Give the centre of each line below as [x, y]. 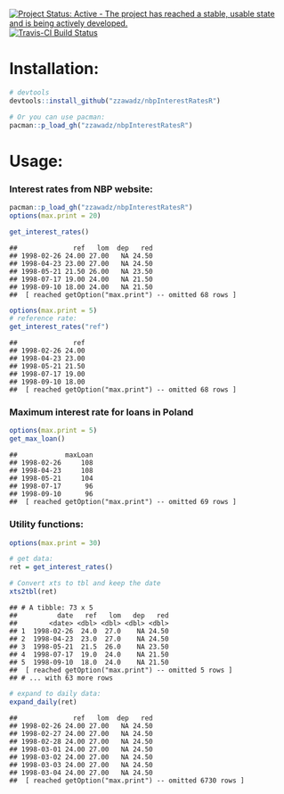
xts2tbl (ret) [33, 592]
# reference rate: [43, 318]
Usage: [37, 161]
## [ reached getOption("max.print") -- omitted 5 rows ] [121, 670]
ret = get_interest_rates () [61, 567]
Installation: [54, 69]
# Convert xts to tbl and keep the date [85, 583]
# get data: [31, 559]
